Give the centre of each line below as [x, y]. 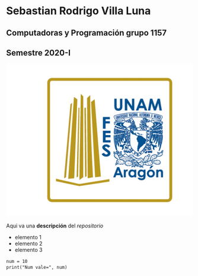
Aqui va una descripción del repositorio [55, 226]
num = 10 [17, 262]
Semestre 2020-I [39, 52]
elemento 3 [28, 250]
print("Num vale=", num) [37, 268]
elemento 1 [28, 238]
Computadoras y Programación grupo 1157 [87, 33]
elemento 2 [28, 243]
